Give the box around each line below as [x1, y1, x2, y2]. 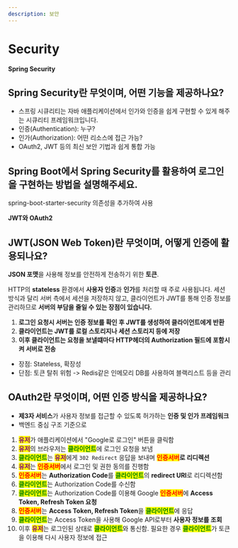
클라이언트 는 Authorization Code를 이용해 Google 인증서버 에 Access [18, 488, 213, 497]
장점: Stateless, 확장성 [18, 360, 81, 368]
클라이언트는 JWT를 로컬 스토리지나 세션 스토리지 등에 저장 [18, 327, 181, 335]
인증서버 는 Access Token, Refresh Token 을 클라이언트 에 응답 [18, 506, 193, 515]
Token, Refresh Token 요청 [18, 498, 98, 506]
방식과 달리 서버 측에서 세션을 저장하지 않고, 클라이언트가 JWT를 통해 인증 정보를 [8, 294, 232, 302]
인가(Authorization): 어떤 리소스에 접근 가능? [18, 133, 143, 142]
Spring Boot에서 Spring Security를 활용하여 [8, 165, 197, 177]
